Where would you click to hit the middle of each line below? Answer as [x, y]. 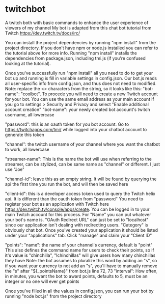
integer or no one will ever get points [42, 281]
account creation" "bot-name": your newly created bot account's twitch [78, 110]
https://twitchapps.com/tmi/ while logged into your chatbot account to [76, 129]
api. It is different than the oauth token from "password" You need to [74, 199]
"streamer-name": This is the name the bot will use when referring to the [79, 159]
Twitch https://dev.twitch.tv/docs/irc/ [42, 33]
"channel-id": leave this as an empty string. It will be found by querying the [81, 179]
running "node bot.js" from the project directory [54, 296]
